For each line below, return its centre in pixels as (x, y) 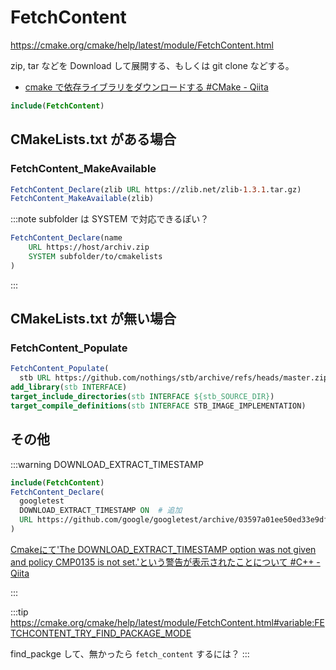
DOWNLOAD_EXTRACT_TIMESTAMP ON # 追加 (101, 511)
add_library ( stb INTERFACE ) (69, 387)
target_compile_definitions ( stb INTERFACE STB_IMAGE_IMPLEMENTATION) (158, 406)
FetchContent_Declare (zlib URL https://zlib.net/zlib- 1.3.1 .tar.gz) (156, 189)
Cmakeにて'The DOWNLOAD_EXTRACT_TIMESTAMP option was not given (163, 549)
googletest (42, 501)
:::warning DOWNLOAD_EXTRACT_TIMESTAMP (107, 464)
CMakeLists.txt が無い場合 (93, 319)
